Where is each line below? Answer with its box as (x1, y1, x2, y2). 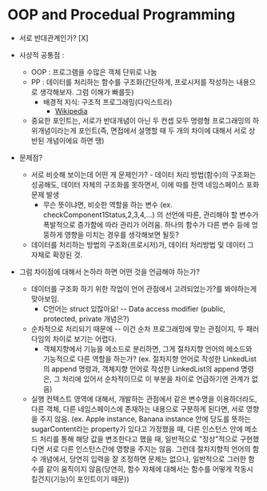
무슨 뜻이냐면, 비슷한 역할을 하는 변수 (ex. (42, 199, 173, 209)
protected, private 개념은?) (42, 314, 130, 324)
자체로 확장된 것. (30, 250, 83, 260)
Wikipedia (54, 106, 89, 115)
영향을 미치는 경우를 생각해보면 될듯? (64, 230, 179, 239)
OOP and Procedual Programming (7, 6, 236, 24)
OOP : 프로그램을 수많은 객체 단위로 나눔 (30, 66, 157, 77)
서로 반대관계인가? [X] (18, 33, 89, 42)
